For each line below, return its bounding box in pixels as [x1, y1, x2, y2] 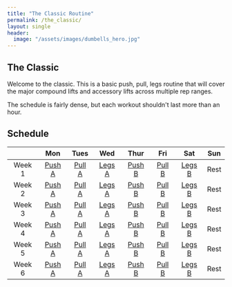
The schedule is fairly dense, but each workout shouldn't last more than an [7, 100, 220, 109]
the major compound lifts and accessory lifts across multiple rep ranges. [7, 87, 213, 95]
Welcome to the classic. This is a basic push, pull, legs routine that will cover [7, 80, 225, 88]
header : [7, 29, 30, 37]
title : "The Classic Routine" [7, 10, 95, 17]
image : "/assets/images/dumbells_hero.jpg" [13, 36, 140, 43]
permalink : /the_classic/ [7, 17, 81, 24]
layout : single [7, 23, 51, 30]
